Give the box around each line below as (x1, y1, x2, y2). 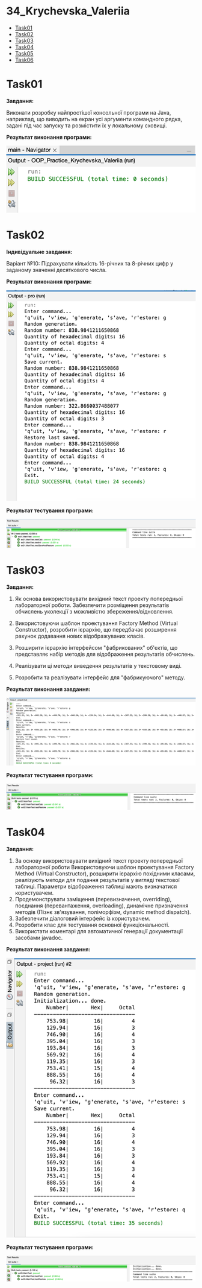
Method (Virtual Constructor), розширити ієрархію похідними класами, (14, 870, 195, 877)
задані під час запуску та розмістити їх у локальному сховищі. (6, 122, 167, 129)
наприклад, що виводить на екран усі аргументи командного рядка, (6, 115, 182, 122)
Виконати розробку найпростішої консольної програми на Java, (6, 109, 171, 116)
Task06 (14, 56, 34, 63)
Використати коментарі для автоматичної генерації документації (14, 928, 183, 935)
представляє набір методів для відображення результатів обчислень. (14, 650, 195, 658)
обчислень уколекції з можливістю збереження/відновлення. (14, 608, 174, 615)
